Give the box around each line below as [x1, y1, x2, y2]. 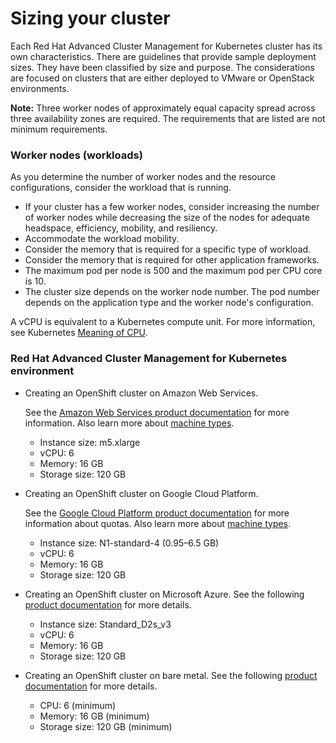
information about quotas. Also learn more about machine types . [24, 517, 292, 529]
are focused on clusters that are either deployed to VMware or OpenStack [10, 72, 315, 84]
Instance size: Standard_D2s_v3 [39, 618, 172, 630]
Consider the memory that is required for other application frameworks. [24, 254, 320, 266]
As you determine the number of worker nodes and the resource [10, 171, 276, 183]
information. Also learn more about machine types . [24, 417, 235, 429]
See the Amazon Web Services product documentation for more [24, 406, 290, 418]
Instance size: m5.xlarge [39, 436, 141, 448]
